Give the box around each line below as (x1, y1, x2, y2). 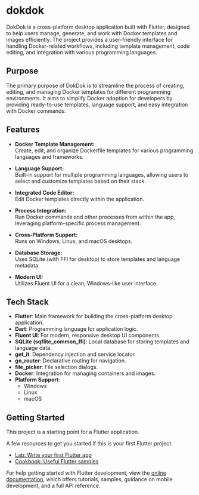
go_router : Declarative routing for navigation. (14, 357, 126, 364)
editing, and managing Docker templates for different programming (6, 88, 171, 96)
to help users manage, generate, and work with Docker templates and (6, 29, 178, 36)
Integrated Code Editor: (14, 189, 74, 196)
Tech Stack (6, 297, 49, 307)
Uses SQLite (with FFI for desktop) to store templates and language (14, 255, 181, 263)
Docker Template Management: (14, 140, 95, 147)
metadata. (14, 262, 40, 269)
